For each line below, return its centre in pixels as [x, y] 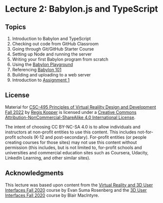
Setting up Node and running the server [52, 54]
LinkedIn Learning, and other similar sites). [48, 158]
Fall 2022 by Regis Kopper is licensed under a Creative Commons [71, 112]
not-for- [145, 132]
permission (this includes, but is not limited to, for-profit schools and [73, 148]
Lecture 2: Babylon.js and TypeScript [81, 9]
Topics [16, 27]
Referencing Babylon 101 [37, 70]
